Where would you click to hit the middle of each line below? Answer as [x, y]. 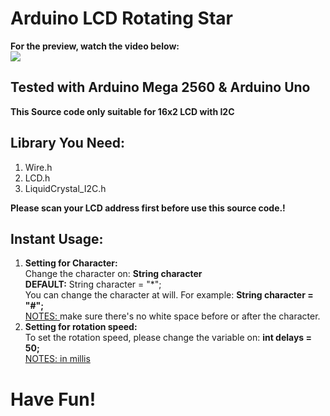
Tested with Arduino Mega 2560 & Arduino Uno [160, 87]
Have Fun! [53, 399]
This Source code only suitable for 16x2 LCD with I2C [122, 111]
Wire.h [38, 167]
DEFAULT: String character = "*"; [93, 284]
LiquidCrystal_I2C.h [65, 188]
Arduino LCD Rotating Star [121, 18]
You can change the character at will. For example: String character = [169, 295]
